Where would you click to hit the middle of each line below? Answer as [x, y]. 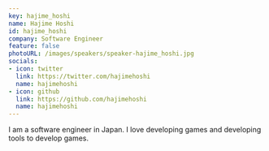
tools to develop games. [49, 138]
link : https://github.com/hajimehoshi [82, 99]
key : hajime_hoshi [39, 16]
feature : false [34, 46]
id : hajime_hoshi [38, 31]
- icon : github [34, 91]
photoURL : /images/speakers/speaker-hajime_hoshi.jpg [102, 54]
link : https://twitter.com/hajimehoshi [83, 76]
